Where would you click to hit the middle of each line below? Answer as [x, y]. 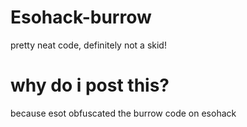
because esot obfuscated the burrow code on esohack [123, 113]
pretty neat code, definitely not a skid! [88, 45]
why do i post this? [90, 85]
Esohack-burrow [81, 17]
